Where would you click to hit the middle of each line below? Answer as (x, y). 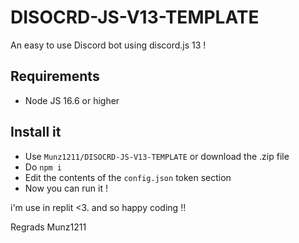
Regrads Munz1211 (48, 227)
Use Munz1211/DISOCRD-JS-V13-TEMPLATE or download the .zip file (157, 156)
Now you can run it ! (66, 188)
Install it (36, 132)
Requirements (55, 76)
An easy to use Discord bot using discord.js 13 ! (108, 45)
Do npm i (43, 167)
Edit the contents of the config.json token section (128, 177)
